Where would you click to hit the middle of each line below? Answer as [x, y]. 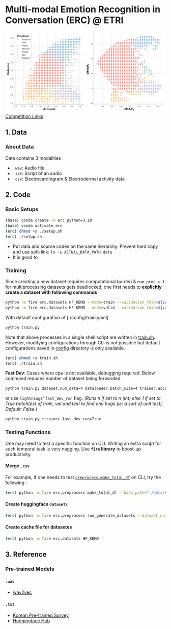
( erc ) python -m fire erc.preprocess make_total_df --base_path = [76, 493]
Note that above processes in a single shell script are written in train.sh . [80, 337]
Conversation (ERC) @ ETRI [64, 20]
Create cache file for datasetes [39, 527]
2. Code [18, 195]
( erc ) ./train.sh [24, 363]
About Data [20, 147]
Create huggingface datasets [37, 504]
